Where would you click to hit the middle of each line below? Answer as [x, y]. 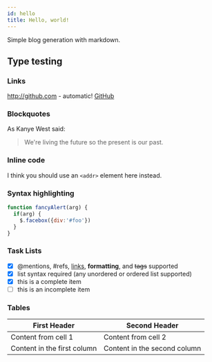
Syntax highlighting [41, 193]
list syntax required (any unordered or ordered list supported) [104, 274]
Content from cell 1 [42, 337]
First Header [54, 325]
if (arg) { [27, 214]
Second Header [152, 325]
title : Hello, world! [38, 20]
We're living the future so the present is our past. [94, 142]
